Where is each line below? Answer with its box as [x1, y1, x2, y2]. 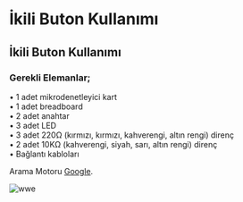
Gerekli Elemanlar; [9, 72, 91, 84]
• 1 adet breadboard [9, 101, 83, 112]
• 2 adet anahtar [9, 110, 70, 121]
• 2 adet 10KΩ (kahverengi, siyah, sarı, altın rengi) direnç [9, 139, 218, 149]
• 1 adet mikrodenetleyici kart [9, 91, 118, 102]
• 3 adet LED [9, 120, 56, 130]
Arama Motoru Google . [9, 165, 94, 176]
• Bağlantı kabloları [9, 148, 80, 159]
